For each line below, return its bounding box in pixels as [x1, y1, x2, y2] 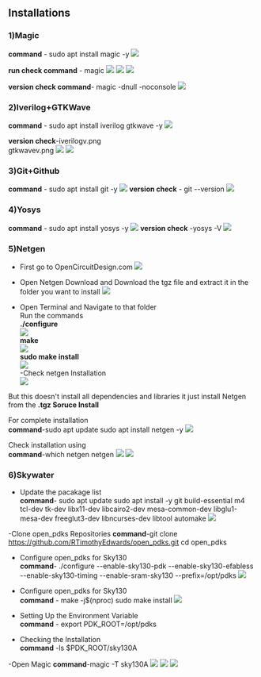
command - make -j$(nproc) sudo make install [19, 595, 172, 606]
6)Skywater [8, 469, 55, 480]
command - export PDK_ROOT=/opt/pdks [19, 619, 157, 629]
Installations [8, 6, 71, 20]
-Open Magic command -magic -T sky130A [8, 660, 149, 669]
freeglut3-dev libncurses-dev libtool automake [55, 514, 207, 523]
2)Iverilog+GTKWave [8, 102, 91, 113]
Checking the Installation [19, 635, 101, 644]
